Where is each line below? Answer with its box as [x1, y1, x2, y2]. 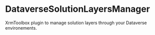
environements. [5, 25, 37, 31]
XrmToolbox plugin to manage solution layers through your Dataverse [5, 20, 147, 26]
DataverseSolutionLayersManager [5, 3, 150, 15]
